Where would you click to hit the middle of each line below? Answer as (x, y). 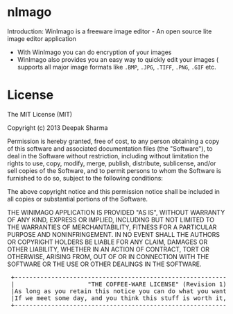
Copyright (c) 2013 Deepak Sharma (58, 127)
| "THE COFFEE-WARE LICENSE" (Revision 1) (119, 284)
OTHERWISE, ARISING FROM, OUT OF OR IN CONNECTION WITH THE (108, 256)
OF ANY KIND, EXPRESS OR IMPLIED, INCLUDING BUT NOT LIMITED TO (111, 220)
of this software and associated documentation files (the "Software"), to (110, 148)
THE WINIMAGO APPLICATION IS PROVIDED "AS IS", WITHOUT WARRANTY (116, 212)
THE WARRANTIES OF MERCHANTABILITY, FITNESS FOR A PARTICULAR (112, 227)
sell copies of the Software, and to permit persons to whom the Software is (114, 170)
